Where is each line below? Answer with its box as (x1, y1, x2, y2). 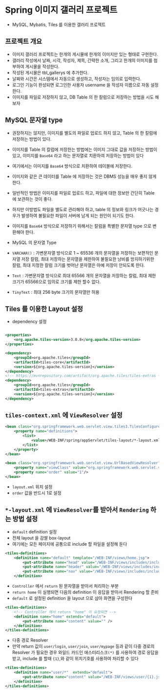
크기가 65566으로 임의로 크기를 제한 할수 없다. (12, 279, 101, 285)
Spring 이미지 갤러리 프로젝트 (5, 4, 118, 16)
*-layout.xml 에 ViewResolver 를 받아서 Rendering (5, 505, 149, 514)
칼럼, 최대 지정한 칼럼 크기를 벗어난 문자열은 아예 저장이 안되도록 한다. (12, 262, 145, 268)
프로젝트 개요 (5, 37, 42, 46)
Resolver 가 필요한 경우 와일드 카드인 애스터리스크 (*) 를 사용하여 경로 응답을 (12, 649, 159, 655)
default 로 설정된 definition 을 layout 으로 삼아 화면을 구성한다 (12, 596, 133, 601)
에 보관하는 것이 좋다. (12, 196, 53, 202)
